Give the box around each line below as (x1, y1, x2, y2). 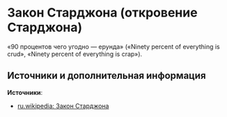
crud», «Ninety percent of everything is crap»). (7, 50, 143, 58)
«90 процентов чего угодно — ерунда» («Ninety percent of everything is (7, 42, 221, 51)
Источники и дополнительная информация (7, 70, 207, 82)
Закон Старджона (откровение (7, 5, 198, 21)
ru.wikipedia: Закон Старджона (17, 102, 109, 110)
